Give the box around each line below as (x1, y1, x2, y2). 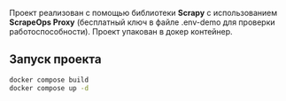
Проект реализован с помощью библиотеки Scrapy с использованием (9, 8, 278, 18)
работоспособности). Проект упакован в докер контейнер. (9, 27, 233, 36)
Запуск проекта (9, 52, 102, 67)
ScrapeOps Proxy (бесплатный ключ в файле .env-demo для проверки (9, 17, 276, 27)
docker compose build (9, 75, 89, 84)
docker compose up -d (9, 83, 89, 92)
